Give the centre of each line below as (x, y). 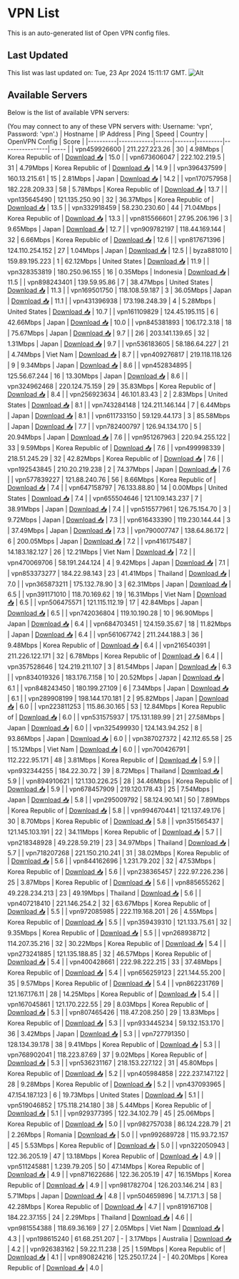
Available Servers (47, 95)
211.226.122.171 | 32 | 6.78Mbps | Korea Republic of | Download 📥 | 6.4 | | (115, 656)
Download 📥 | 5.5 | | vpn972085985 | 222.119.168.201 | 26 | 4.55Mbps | (112, 911)
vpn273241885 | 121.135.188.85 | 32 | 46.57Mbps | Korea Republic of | (110, 954)
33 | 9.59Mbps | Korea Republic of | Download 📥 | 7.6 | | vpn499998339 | (116, 447)
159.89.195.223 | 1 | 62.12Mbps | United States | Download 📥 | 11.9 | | (108, 261)
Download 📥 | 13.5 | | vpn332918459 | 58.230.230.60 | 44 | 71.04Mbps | (114, 207)
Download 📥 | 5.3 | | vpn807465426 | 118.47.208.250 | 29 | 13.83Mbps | (113, 1012)
